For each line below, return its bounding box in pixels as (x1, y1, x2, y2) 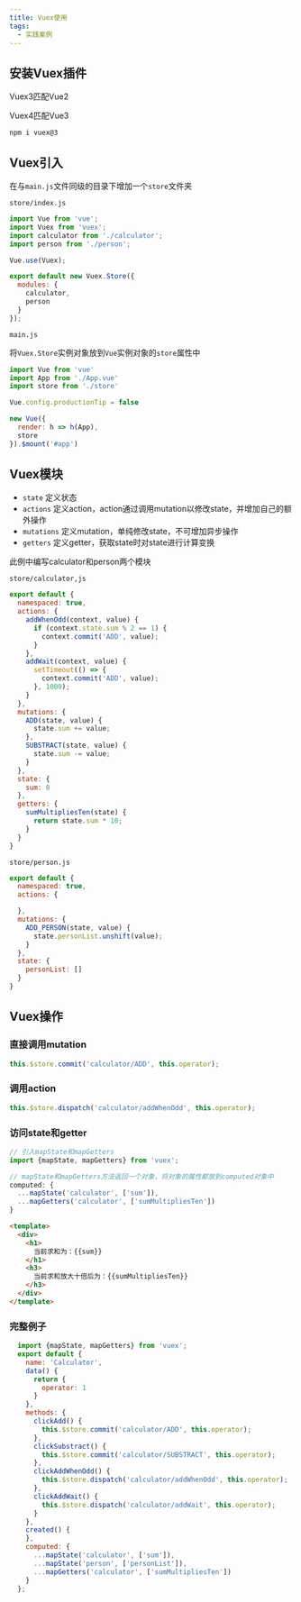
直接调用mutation (9, 1038, 87, 1051)
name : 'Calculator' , (25, 1358, 103, 1367)
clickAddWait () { (32, 1492, 99, 1501)
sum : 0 (25, 783, 50, 792)
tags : (9, 22, 30, 31)
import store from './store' (9, 382, 119, 391)
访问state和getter (9, 1126, 87, 1139)
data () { (25, 1366, 59, 1375)
